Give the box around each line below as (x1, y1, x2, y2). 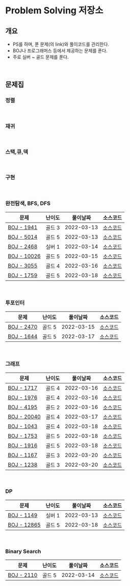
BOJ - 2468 (8, 243, 38, 250)
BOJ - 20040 (8, 413, 41, 420)
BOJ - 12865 (8, 521, 41, 528)
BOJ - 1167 (8, 451, 38, 459)
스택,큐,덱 (5, 148, 29, 155)
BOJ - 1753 (8, 432, 38, 440)
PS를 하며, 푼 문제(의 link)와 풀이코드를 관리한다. (12, 41, 110, 47)
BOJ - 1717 (8, 384, 38, 392)
